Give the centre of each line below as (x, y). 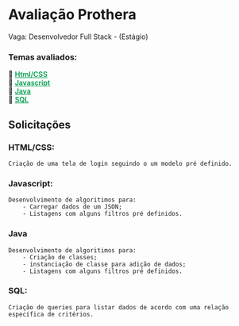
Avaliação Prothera (72, 15)
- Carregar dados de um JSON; (73, 207)
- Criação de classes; (60, 257)
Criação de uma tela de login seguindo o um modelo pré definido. (120, 163)
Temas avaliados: (43, 57)
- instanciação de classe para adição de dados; (104, 264)
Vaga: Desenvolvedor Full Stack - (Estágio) (78, 36)
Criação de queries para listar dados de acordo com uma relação (118, 307)
